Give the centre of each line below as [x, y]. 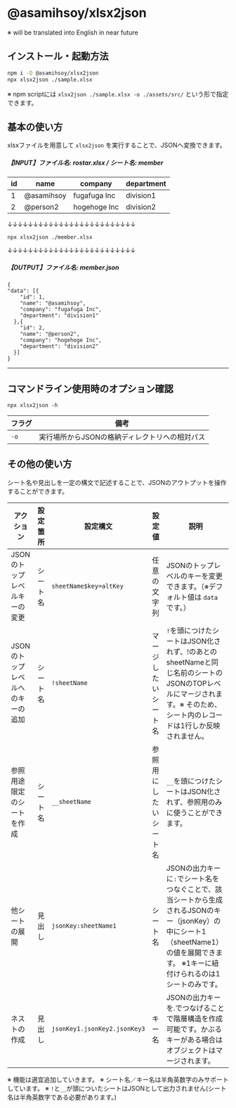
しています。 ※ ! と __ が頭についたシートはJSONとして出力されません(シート [117, 1088]
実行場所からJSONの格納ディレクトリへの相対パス [122, 437]
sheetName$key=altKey [88, 586]
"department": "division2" [59, 346]
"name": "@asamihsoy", [53, 303]
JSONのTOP [186, 683]
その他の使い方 [40, 464]
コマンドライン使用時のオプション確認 [90, 389]
